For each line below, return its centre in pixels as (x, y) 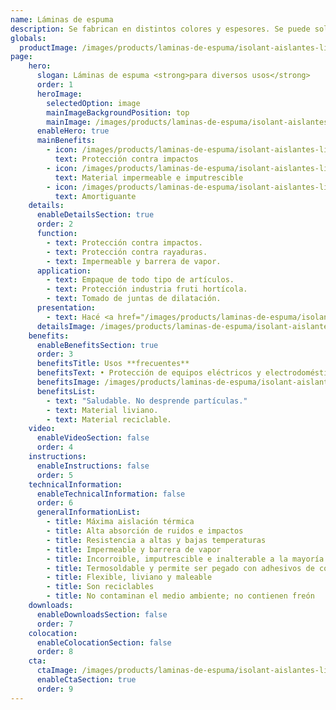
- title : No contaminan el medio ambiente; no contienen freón (180, 596)
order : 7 (55, 624)
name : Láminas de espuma (62, 19)
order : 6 (55, 503)
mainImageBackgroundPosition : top (118, 112)
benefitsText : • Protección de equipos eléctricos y (149, 373)
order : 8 (55, 652)
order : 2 (55, 224)
